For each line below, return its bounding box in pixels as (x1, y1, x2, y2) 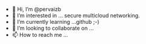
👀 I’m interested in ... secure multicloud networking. (11, 12, 140, 19)
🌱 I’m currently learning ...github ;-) (11, 18, 100, 25)
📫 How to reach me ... (11, 32, 68, 38)
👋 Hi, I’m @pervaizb (11, 6, 62, 12)
